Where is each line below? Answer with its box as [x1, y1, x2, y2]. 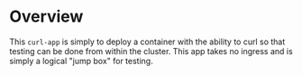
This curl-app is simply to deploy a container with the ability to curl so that [9, 36, 286, 47]
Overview [9, 6, 84, 27]
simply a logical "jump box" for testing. [9, 55, 153, 66]
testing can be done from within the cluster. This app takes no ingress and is [9, 45, 293, 56]
